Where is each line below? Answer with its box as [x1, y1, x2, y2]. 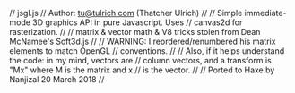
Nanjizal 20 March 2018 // [9, 74, 105, 84]
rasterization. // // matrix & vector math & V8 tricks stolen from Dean [9, 27, 261, 37]
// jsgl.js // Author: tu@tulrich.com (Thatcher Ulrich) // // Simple [9, 8, 243, 18]
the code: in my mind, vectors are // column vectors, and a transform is [9, 55, 272, 65]
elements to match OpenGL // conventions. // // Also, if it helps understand [9, 46, 285, 56]
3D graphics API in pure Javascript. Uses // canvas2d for [32, 17, 243, 28]
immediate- [244, 8, 287, 18]
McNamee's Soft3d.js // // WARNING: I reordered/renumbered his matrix [9, 36, 276, 46]
